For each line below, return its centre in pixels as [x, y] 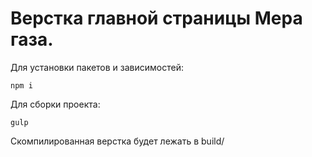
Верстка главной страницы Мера [156, 18]
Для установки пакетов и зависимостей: [97, 67]
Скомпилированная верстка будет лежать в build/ [117, 141]
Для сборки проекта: [55, 104]
